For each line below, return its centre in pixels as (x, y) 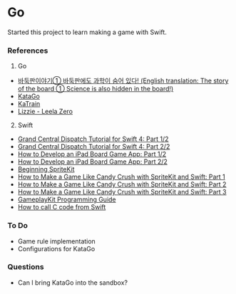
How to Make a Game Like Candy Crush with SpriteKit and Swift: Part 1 (122, 177)
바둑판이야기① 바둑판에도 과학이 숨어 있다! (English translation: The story (123, 81)
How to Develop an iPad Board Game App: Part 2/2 (92, 162)
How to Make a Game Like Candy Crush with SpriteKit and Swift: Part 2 (122, 184)
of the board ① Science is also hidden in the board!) (96, 89)
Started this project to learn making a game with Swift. (87, 32)
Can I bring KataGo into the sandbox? (73, 283)
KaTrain (29, 104)
